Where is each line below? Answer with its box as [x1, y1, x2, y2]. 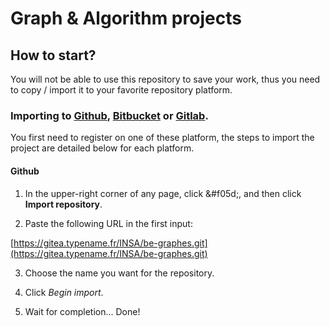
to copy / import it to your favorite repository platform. [10, 84, 233, 96]
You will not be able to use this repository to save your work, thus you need [10, 73, 321, 85]
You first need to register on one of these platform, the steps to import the [10, 132, 315, 144]
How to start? [10, 47, 97, 64]
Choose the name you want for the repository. [24, 267, 215, 279]
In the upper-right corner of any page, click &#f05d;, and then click [24, 187, 302, 199]
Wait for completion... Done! [24, 305, 141, 317]
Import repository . [24, 198, 103, 210]
